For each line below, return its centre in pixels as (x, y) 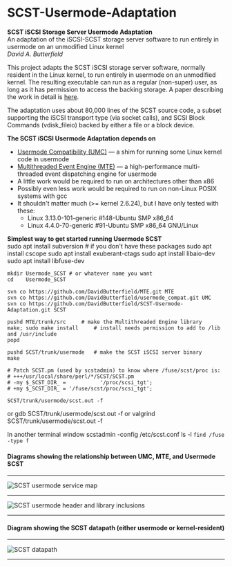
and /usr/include (32, 334)
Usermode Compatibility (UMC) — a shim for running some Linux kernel (119, 152)
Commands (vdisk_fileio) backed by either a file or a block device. (101, 125)
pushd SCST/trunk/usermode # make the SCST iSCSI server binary (105, 352)
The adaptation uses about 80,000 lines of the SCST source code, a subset (114, 110)
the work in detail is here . (43, 97)
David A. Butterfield (35, 54)
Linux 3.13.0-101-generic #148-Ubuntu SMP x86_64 (100, 218)
